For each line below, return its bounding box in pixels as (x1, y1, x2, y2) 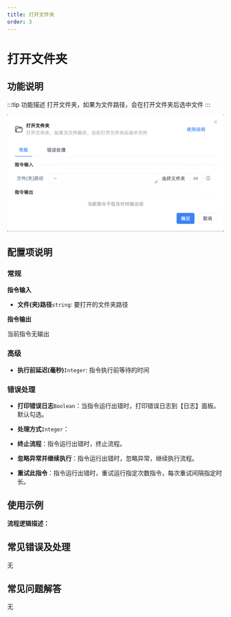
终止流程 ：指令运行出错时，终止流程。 (16, 439, 126, 447)
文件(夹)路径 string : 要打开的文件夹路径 (16, 301, 129, 309)
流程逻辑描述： (7, 519, 49, 527)
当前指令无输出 (7, 330, 49, 338)
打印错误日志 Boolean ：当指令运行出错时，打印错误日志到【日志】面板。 (16, 401, 220, 409)
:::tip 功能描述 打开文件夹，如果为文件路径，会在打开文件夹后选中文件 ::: (7, 100, 211, 108)
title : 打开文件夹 (7, 11, 55, 18)
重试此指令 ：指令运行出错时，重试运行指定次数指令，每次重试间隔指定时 (16, 469, 222, 477)
